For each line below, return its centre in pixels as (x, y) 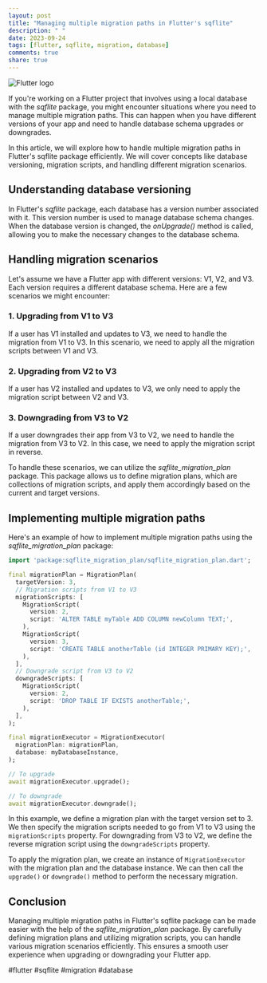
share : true (28, 61)
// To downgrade (35, 796)
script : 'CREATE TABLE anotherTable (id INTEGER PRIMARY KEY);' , (140, 649)
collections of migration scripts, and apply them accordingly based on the (130, 484)
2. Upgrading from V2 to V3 (63, 371)
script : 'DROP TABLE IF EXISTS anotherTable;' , (110, 701)
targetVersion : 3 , (46, 582)
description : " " (37, 30)
